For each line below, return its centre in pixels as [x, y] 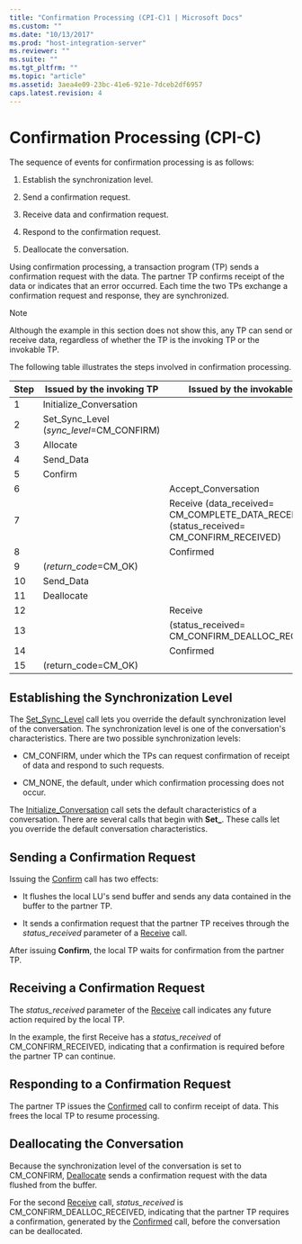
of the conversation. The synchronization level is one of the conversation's [147, 729]
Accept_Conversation [214, 489]
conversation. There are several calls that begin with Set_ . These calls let [145, 819]
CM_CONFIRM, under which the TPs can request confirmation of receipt [156, 756]
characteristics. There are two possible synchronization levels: [125, 738]
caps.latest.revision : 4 [56, 93]
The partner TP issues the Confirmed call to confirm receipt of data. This [144, 1106]
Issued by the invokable [241, 390]
